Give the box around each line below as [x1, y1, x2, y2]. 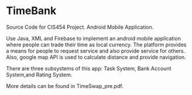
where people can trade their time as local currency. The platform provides [6, 41, 187, 48]
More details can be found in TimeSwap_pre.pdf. [6, 82, 124, 89]
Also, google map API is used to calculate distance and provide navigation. [6, 53, 186, 60]
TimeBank [6, 4, 57, 18]
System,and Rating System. [6, 71, 73, 78]
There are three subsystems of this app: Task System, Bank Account [6, 65, 172, 72]
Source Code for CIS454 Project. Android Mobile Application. [6, 23, 154, 30]
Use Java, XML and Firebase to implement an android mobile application [6, 35, 181, 42]
